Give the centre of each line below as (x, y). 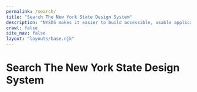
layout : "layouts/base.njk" (40, 39)
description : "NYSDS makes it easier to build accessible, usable (89, 22)
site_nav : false (26, 33)
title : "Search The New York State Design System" (69, 17)
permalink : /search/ (31, 11)
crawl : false (22, 28)
